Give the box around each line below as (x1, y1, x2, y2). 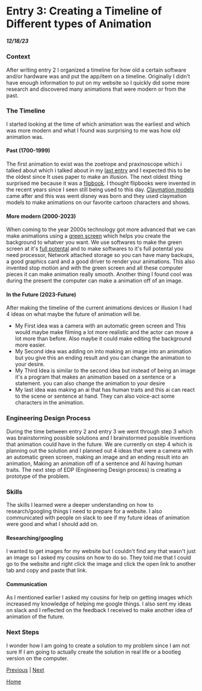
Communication (6, 580, 47, 587)
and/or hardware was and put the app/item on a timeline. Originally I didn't (6, 72, 191, 79)
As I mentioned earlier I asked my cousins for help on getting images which (6, 594, 192, 601)
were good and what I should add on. (6, 521, 99, 528)
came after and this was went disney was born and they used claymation (6, 193, 187, 200)
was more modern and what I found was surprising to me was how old (6, 126, 180, 134)
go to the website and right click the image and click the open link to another (6, 560, 196, 568)
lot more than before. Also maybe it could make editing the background (14, 335, 192, 342)
